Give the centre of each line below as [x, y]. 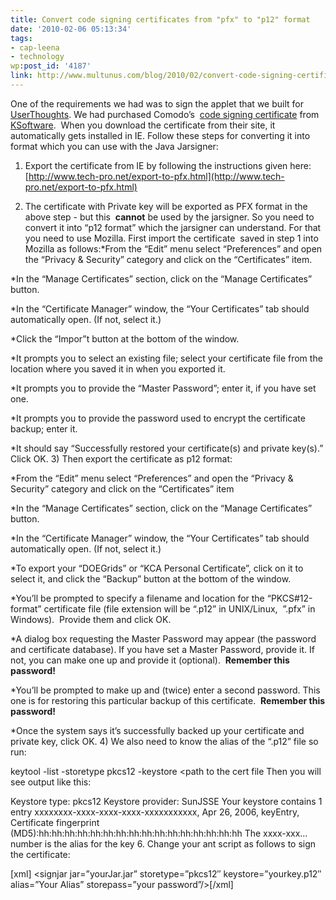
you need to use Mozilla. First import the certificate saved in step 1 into [171, 238]
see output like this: [51, 782]
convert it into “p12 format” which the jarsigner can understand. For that [173, 227]
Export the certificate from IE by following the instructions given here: [168, 165]
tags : [21, 38]
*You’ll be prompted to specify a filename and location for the [137, 598]
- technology [37, 57]
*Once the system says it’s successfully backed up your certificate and [157, 730]
